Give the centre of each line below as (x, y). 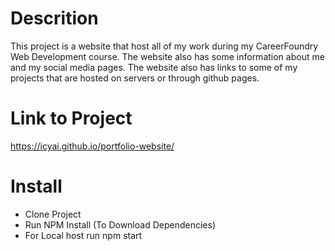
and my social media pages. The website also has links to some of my (154, 67)
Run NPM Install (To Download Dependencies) (120, 224)
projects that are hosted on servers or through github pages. (135, 78)
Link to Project (71, 118)
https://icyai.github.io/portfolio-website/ (92, 146)
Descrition (54, 18)
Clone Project (53, 214)
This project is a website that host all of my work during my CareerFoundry (164, 46)
